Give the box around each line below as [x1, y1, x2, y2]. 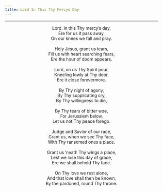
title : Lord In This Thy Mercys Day [5, 7, 79, 12]
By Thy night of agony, [59, 87, 104, 93]
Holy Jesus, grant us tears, [54, 46, 109, 52]
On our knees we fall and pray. [50, 35, 113, 41]
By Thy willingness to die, [56, 97, 107, 103]
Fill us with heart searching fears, [48, 51, 115, 57]
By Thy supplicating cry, [57, 92, 106, 98]
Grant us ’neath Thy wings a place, [47, 149, 116, 155]
